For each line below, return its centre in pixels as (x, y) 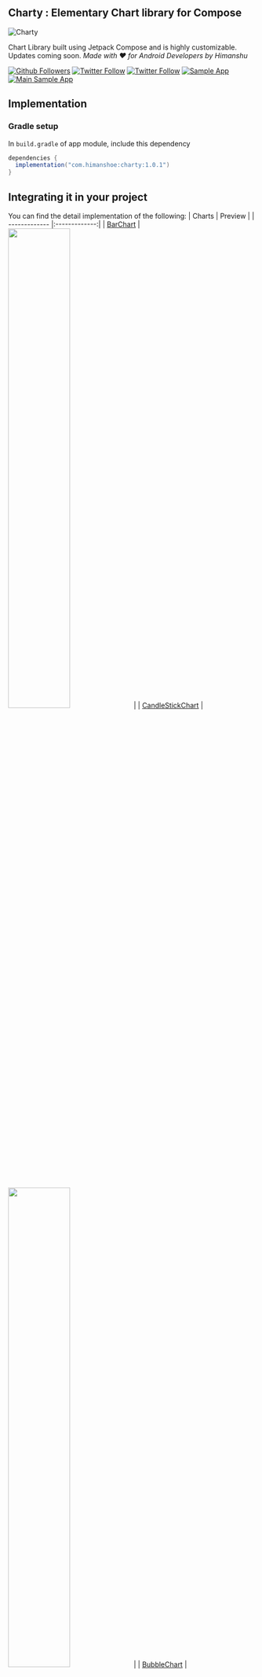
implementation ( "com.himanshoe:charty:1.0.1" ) (93, 165)
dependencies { (33, 158)
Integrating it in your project (78, 197)
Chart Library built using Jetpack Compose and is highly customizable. (123, 47)
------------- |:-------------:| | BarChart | (74, 224)
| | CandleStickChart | (168, 705)
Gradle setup (33, 127)
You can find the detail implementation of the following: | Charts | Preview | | (131, 216)
